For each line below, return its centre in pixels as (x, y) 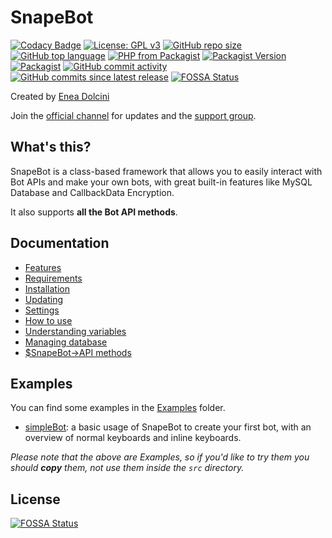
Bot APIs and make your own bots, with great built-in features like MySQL (161, 182)
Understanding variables (75, 331)
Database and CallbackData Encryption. (92, 192)
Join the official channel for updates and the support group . (133, 115)
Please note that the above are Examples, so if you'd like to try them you (160, 457)
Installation (47, 288)
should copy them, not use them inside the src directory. (127, 468)
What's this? (51, 147)
